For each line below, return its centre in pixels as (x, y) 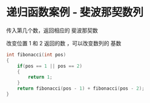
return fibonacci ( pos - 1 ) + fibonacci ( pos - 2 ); (81, 88)
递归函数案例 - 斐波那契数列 (75, 12)
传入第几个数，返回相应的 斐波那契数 (52, 30)
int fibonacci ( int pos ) (36, 55)
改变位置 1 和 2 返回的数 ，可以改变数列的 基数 (64, 43)
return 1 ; (40, 77)
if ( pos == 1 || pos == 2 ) (50, 66)
